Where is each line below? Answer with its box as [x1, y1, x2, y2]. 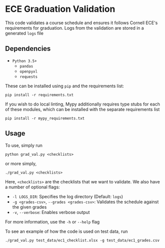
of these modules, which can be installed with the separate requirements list [5, 106, 160, 112]
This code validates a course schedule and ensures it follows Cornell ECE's [5, 20, 158, 26]
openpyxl [19, 69, 38, 74]
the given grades [12, 204, 47, 210]
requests [19, 74, 38, 79]
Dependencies [5, 44, 51, 53]
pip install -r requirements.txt [5, 92, 74, 97]
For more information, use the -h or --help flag [5, 218, 100, 225]
